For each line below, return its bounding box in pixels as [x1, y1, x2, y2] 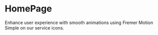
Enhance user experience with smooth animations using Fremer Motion [5, 19, 153, 25]
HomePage [5, 3, 52, 14]
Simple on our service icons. [5, 24, 64, 30]
